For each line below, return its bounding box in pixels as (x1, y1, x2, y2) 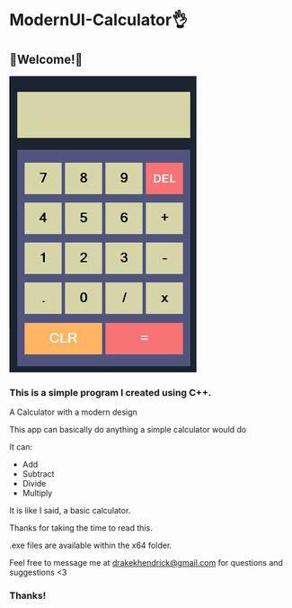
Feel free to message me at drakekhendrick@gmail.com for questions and (9, 558, 283, 568)
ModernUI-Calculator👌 (9, 10, 188, 31)
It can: (9, 442, 33, 452)
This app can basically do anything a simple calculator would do (9, 425, 247, 435)
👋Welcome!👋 (9, 51, 84, 67)
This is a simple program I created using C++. (9, 386, 212, 398)
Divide (22, 478, 47, 489)
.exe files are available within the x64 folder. (9, 540, 173, 551)
